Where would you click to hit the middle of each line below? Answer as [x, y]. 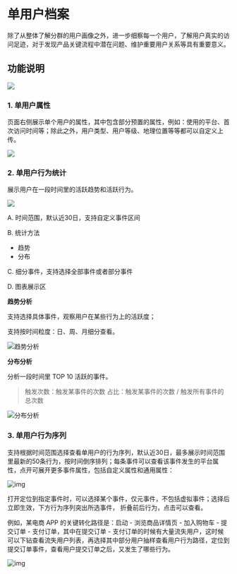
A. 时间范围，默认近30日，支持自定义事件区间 [74, 218]
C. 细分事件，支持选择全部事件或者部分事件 [70, 272]
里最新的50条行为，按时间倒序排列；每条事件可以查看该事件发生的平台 [110, 461]
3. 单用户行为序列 [37, 436]
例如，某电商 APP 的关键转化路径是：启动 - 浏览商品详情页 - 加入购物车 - [114, 522]
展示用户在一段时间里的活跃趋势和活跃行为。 [72, 190]
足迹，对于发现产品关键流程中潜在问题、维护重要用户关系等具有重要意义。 [121, 44]
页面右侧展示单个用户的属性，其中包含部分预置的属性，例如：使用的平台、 [115, 122]
